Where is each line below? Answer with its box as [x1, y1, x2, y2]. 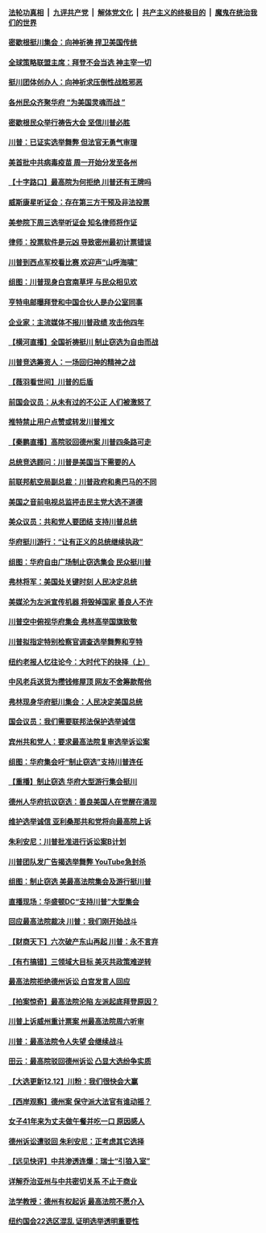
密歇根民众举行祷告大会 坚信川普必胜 [8, 117, 131, 127]
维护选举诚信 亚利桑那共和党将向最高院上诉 [8, 816, 152, 827]
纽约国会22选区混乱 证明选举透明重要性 [8, 1216, 139, 1227]
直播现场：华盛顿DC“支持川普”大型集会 [8, 896, 139, 906]
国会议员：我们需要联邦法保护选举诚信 [8, 717, 135, 727]
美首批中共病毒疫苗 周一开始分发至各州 [8, 157, 138, 167]
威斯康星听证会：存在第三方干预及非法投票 [8, 197, 150, 207]
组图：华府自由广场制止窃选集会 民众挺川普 [8, 557, 152, 567]
